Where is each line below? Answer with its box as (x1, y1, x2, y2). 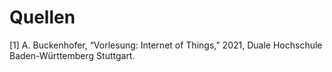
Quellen (9, 6, 76, 29)
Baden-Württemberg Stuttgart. (9, 49, 136, 61)
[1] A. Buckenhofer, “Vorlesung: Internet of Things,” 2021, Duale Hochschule (9, 39, 323, 51)
